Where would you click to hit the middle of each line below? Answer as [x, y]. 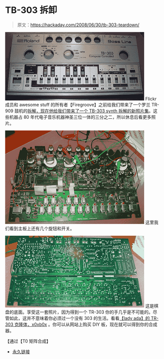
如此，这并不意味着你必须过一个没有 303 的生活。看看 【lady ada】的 [80, 318]
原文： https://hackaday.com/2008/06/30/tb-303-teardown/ [78, 25]
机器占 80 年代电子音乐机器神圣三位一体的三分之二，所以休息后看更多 [80, 117]
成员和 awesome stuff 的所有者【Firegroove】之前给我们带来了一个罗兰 [78, 104]
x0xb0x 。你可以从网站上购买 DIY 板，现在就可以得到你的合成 [95, 324]
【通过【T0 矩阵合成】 [28, 341]
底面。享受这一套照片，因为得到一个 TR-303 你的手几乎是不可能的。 [83, 312]
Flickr [151, 99]
